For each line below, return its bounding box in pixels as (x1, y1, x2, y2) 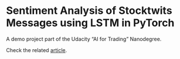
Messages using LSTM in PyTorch (6, 16, 175, 30)
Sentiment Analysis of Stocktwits (6, 4, 172, 17)
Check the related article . (6, 46, 67, 53)
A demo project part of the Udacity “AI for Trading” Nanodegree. (6, 35, 162, 42)
